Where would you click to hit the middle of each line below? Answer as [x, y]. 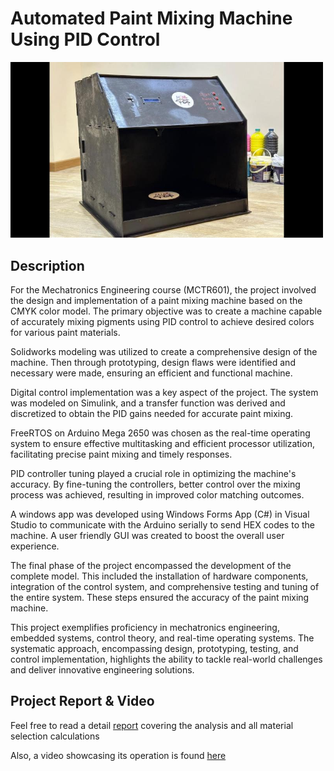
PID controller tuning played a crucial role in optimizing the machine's [153, 473]
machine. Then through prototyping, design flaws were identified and [153, 362]
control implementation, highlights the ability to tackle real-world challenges [166, 659]
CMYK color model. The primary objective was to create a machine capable [166, 311]
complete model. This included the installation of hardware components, [159, 576]
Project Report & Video [82, 701]
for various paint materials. [65, 332]
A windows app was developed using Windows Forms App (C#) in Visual [160, 514]
